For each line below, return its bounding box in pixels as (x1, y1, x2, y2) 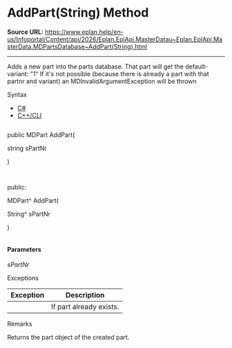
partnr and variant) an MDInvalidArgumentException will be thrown (7, 77, 197, 85)
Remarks (7, 320, 32, 328)
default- (185, 62, 209, 71)
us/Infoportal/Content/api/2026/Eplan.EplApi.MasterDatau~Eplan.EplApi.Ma (7, 35, 223, 43)
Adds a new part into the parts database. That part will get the (7, 62, 184, 71)
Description (65, 291, 105, 300)
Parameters (7, 245, 41, 253)
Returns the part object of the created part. (7, 333, 130, 342)
